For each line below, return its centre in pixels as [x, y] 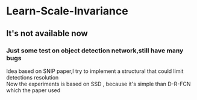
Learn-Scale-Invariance [67, 11]
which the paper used [33, 90]
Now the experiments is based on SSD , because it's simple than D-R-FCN [98, 84]
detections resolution [33, 77]
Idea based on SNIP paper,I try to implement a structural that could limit [95, 71]
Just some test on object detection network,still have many [95, 51]
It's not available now [47, 33]
